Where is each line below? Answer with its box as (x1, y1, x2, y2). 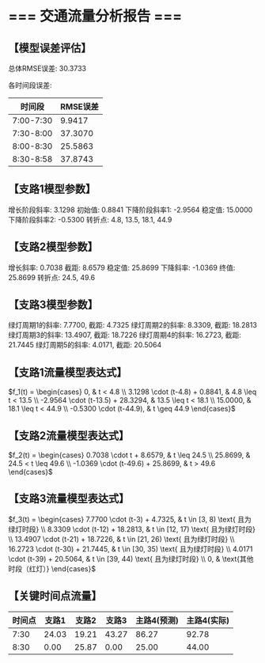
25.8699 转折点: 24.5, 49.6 (8, 272, 96, 282)
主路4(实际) (186, 615, 230, 626)
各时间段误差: (8, 81, 53, 89)
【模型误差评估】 (8, 41, 92, 55)
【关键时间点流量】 (8, 589, 102, 603)
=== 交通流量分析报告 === (8, 7, 183, 25)
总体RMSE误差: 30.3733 (8, 64, 87, 73)
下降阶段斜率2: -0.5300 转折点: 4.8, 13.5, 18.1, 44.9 (8, 214, 172, 224)
